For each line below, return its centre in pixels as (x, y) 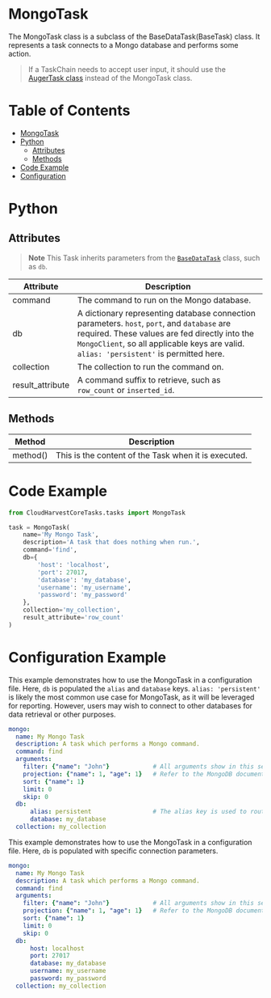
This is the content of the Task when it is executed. (152, 455)
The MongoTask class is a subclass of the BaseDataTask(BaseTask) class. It (134, 36)
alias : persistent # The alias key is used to (138, 812)
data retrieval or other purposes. (62, 714)
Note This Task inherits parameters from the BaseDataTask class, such (144, 258)
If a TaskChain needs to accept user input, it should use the (127, 69)
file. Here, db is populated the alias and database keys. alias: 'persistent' (135, 688)
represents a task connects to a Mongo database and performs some (123, 44)
